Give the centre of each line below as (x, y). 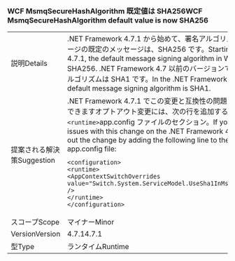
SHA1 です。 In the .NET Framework (169, 79)
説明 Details (29, 63)
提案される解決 (36, 150)
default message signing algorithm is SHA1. (139, 88)
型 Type (23, 247)
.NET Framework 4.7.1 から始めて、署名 (133, 39)
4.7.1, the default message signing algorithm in (145, 59)
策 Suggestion (33, 161)
